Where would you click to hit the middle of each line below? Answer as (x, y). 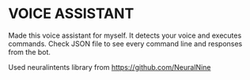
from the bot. (30, 52)
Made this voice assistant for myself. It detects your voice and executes (125, 35)
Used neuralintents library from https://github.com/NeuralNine (110, 67)
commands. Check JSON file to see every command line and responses (125, 43)
